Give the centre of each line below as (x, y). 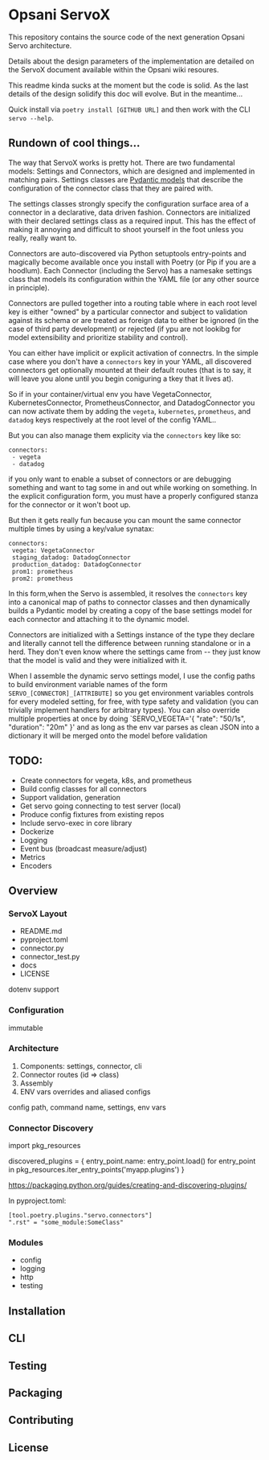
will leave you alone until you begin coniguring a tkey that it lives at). (121, 378)
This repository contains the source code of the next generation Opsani (126, 37)
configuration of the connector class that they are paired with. (111, 188)
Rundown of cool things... (74, 143)
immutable (26, 1028)
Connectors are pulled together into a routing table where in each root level (132, 303)
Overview (33, 891)
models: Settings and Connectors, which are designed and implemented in (132, 171)
